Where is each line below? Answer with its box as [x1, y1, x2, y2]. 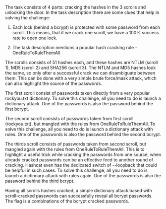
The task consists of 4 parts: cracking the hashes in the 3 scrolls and [5, 4, 146, 10]
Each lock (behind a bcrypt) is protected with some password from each [12, 24, 160, 30]
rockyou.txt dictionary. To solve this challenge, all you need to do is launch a [5, 95, 161, 101]
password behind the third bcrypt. [5, 178, 75, 184]
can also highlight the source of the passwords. [5, 80, 103, 86]
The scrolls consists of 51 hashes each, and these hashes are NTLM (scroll [5, 60, 158, 65]
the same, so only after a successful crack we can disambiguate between [5, 70, 156, 76]
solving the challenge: [5, 15, 51, 20]
